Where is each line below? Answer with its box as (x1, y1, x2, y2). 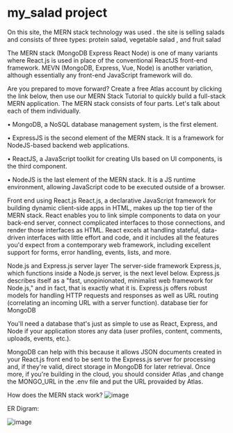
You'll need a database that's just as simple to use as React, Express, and (7, 319, 218, 328)
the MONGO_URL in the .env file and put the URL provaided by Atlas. (7, 377, 204, 386)
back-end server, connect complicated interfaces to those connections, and (7, 218, 225, 227)
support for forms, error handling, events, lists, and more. (7, 248, 172, 256)
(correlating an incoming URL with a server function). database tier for (7, 298, 209, 307)
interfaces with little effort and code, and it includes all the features (26, 233, 219, 242)
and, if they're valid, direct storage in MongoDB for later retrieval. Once (7, 362, 211, 370)
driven (7, 233, 26, 242)
